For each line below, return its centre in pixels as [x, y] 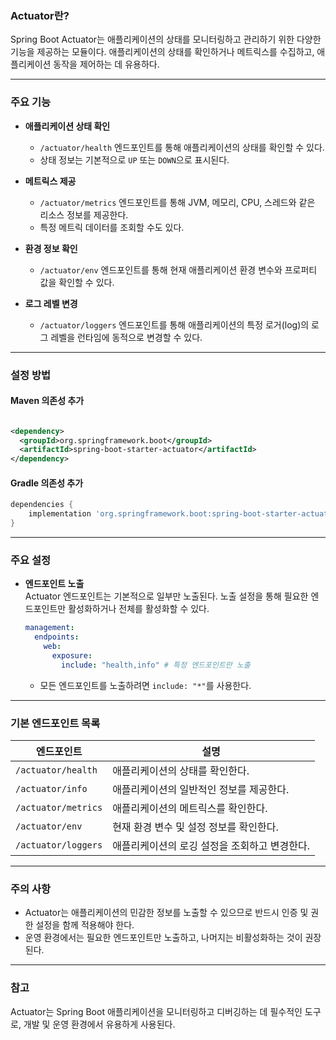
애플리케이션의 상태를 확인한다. [181, 771]
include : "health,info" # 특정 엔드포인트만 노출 [156, 665]
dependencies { [42, 505]
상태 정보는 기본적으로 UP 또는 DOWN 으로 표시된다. [134, 159]
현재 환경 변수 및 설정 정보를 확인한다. [195, 827]
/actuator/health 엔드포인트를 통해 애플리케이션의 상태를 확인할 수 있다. [182, 147]
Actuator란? [40, 15]
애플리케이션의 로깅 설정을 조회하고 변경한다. [211, 846]
